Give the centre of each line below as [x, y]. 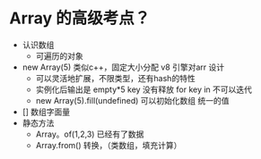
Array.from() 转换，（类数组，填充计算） [109, 145]
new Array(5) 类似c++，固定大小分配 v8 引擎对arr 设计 [123, 67]
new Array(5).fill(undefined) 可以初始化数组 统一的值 [132, 100]
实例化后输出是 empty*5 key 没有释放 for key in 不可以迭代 [144, 89]
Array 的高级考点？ [80, 18]
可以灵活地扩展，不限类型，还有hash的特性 [115, 78]
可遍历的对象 [59, 55]
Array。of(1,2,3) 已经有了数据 [90, 134]
